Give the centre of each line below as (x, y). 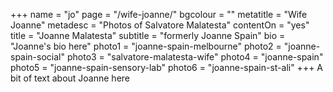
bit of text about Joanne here (70, 78)
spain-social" (38, 57)
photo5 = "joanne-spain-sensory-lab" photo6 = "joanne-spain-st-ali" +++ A (167, 67)
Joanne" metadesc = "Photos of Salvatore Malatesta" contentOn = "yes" (160, 25)
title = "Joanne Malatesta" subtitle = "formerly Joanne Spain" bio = (148, 35)
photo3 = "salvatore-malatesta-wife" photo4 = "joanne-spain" (195, 57)
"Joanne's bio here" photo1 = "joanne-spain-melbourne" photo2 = (146, 46)
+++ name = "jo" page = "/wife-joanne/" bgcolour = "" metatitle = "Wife (159, 14)
